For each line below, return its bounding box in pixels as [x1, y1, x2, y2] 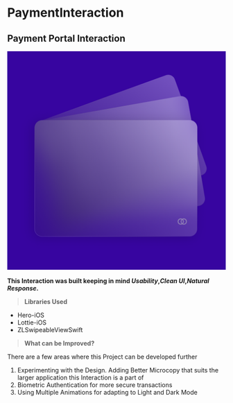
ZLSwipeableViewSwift [17, 326, 83, 334]
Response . [7, 284, 40, 292]
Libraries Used [24, 298, 68, 306]
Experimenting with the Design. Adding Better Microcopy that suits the [17, 366, 219, 374]
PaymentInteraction [7, 5, 124, 21]
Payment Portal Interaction [7, 33, 126, 44]
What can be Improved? [24, 339, 95, 348]
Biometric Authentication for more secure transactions [17, 381, 173, 389]
